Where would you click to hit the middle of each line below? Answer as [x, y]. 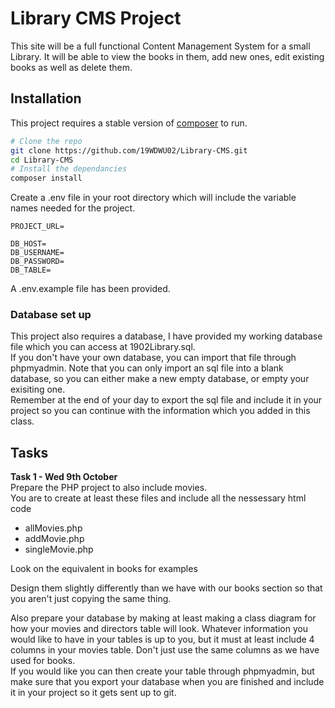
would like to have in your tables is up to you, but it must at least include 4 [162, 639]
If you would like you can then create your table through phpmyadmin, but [162, 671]
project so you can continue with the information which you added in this [160, 411]
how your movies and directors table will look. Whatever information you [159, 629]
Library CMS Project [96, 18]
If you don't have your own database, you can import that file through [153, 358]
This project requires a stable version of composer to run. [129, 123]
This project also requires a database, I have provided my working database [166, 336]
